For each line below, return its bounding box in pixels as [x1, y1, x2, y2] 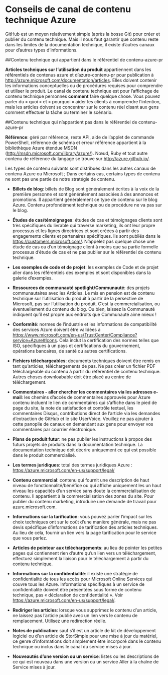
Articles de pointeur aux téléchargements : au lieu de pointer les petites [12, 545, 162, 551]
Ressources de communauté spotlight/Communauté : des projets [12, 285, 150, 291]
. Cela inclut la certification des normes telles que [57, 337, 159, 343]
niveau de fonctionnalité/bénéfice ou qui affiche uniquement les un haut [12, 482, 161, 488]
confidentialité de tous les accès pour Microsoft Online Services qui [12, 576, 153, 582]
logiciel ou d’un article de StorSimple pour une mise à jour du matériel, [12, 633, 158, 639]
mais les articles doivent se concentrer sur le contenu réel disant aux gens [5, 104, 159, 110]
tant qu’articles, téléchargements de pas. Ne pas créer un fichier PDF [12, 363, 155, 369]
